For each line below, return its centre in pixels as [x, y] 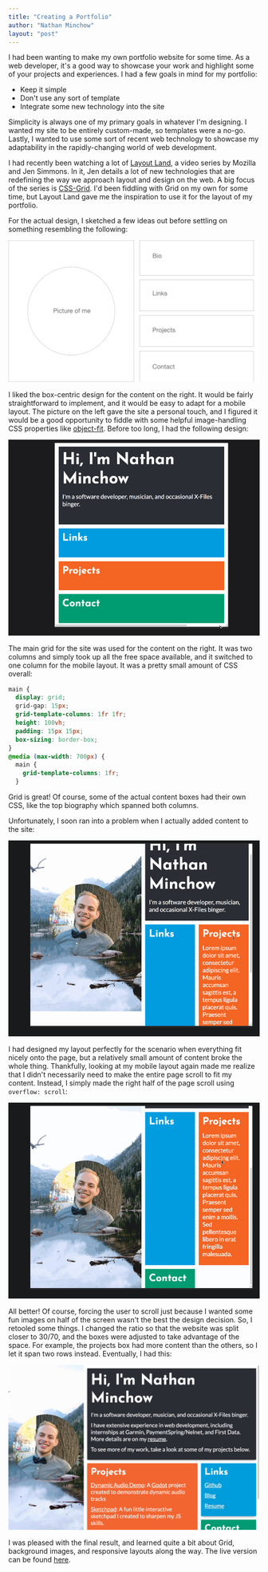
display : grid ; [41, 698]
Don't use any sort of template [70, 98]
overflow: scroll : [38, 1091]
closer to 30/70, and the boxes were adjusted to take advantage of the [124, 1337]
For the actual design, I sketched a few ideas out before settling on [118, 221]
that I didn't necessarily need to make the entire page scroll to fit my [120, 1074]
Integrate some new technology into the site [92, 107]
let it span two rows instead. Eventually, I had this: [90, 1353]
